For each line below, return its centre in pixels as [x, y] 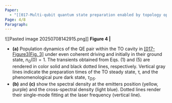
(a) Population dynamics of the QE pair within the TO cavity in [78, 49]
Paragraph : [16, 24]
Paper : [12, 10]
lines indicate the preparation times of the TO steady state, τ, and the [85, 72]
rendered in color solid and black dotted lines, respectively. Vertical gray [89, 67]
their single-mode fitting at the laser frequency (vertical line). [77, 95]
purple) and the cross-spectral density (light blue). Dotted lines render [87, 89]
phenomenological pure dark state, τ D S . [54, 78]
